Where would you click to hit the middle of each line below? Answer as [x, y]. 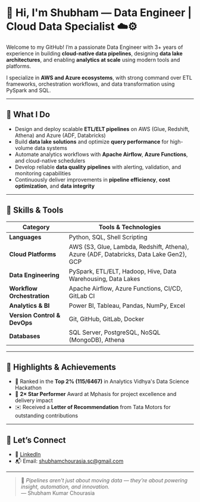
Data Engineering [34, 275]
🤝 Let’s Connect [36, 440]
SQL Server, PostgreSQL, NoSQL [115, 332]
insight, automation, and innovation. [65, 487]
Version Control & [35, 315]
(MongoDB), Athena [97, 339]
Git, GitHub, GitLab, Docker [107, 319]
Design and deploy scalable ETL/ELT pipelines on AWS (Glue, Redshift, [102, 129]
